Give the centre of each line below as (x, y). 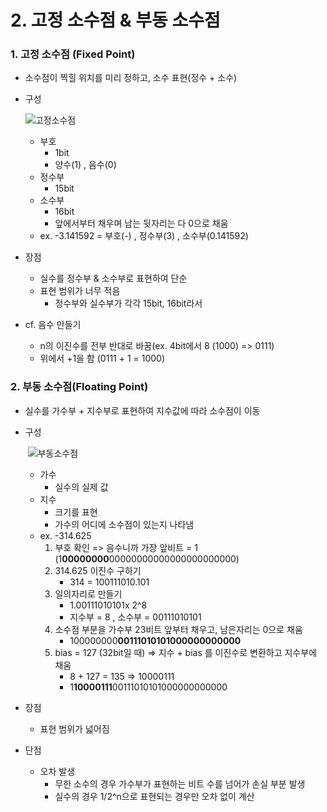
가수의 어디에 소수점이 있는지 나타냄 (124, 524)
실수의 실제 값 (81, 487)
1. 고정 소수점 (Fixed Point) (73, 54)
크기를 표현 (76, 512)
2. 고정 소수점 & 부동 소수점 (115, 20)
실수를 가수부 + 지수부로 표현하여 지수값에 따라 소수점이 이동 (142, 410)
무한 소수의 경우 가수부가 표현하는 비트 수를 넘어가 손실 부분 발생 (180, 783)
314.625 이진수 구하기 (98, 570)
